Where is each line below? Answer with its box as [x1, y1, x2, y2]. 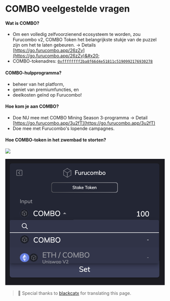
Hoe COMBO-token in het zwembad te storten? [5, 137, 106, 143]
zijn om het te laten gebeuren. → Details [12, 42, 96, 48]
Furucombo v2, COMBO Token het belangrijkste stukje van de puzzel [12, 36, 157, 43]
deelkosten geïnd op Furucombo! [12, 92, 82, 98]
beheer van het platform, [12, 81, 65, 87]
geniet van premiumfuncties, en [12, 87, 79, 93]
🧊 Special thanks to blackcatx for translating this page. [17, 290, 132, 296]
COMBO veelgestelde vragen [5, 3, 130, 15]
